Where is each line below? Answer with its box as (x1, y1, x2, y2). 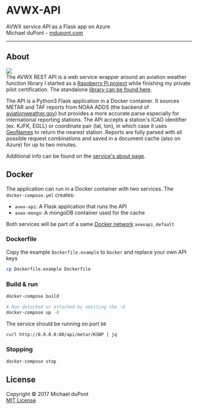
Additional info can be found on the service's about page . (6, 152, 146, 159)
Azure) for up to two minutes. (6, 141, 78, 148)
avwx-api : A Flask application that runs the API (14, 202, 127, 210)
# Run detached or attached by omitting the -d (6, 304, 126, 310)
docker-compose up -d (6, 310, 60, 315)
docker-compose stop (6, 358, 57, 364)
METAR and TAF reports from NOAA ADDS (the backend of (6, 104, 149, 111)
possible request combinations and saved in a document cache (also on (6, 135, 181, 142)
